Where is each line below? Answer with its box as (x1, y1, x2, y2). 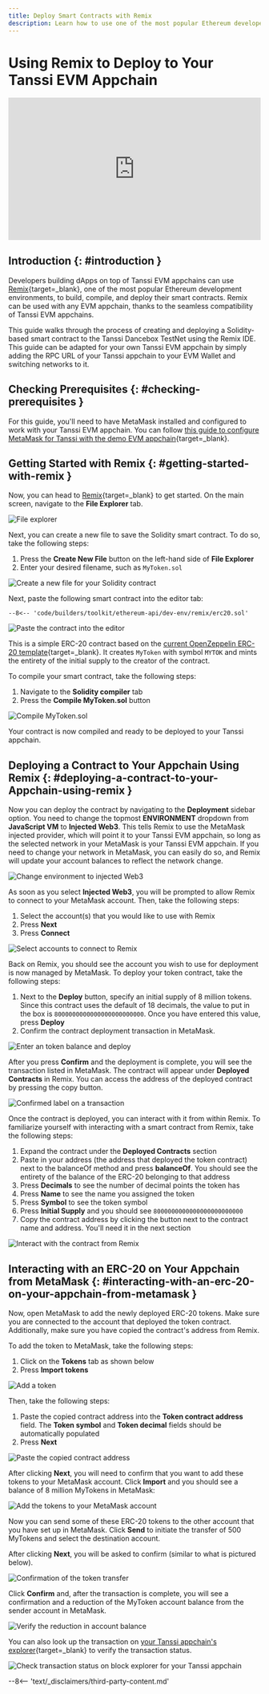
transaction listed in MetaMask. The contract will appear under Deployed (8, 1066, 250, 1075)
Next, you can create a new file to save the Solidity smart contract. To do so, (8, 530, 261, 540)
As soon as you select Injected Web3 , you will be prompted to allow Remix (8, 888, 255, 897)
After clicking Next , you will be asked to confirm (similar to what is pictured (8, 1550, 256, 1558)
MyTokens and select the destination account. (8, 1534, 161, 1543)
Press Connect (19, 928, 70, 938)
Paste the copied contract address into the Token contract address (19, 1412, 243, 1421)
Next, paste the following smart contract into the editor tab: (8, 594, 204, 603)
